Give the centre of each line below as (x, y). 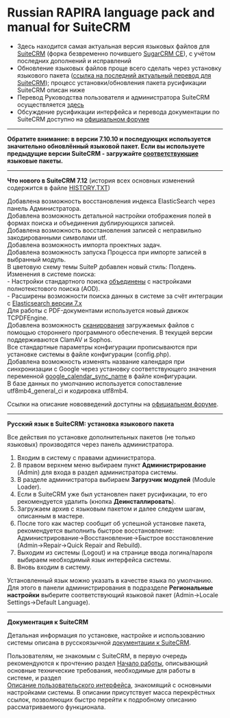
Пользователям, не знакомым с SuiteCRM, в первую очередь (97, 656)
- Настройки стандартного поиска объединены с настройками (99, 281)
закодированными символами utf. (57, 238)
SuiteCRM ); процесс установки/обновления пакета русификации (112, 82)
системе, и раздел (34, 678)
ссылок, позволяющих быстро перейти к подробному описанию (102, 699)
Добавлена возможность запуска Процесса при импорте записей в (107, 252)
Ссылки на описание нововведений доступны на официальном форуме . (113, 404)
